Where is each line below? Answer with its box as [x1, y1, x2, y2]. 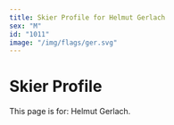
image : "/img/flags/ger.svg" [9, 37, 118, 47]
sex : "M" [9, 21, 42, 30]
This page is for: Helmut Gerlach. [9, 106, 131, 117]
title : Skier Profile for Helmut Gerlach [9, 12, 166, 22]
